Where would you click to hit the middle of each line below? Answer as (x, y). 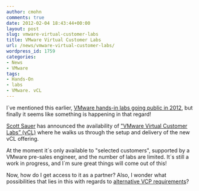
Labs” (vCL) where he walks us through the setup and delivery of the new (98, 132)
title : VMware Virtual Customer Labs (54, 40)
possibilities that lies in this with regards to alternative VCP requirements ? (98, 181)
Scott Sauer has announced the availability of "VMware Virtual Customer (97, 126)
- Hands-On (20, 79)
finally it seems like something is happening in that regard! (79, 114)
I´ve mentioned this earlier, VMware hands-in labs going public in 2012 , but (99, 108)
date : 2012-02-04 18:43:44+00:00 (48, 23)
